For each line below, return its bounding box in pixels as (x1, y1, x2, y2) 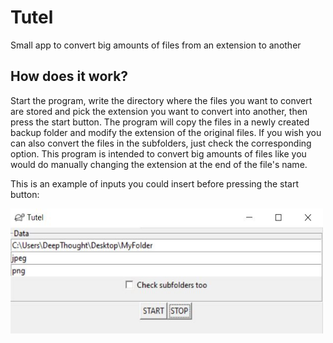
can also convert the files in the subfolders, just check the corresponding (10, 137, 312, 149)
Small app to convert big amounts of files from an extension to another (10, 39, 302, 51)
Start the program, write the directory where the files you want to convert (10, 94, 313, 106)
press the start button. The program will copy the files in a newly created (10, 116, 310, 128)
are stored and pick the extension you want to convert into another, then (10, 105, 308, 117)
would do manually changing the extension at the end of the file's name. (10, 158, 308, 170)
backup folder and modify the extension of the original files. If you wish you (10, 126, 322, 138)
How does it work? (10, 68, 129, 85)
